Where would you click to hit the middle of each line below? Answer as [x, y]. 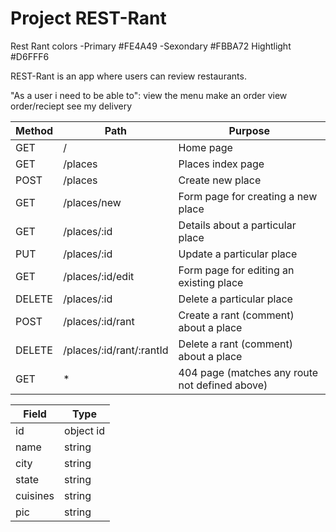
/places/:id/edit [99, 276]
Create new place [220, 180]
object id [84, 430]
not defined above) [223, 385]
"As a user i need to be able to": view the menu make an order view [149, 95]
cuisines [35, 495]
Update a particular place [238, 254]
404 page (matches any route [248, 372]
